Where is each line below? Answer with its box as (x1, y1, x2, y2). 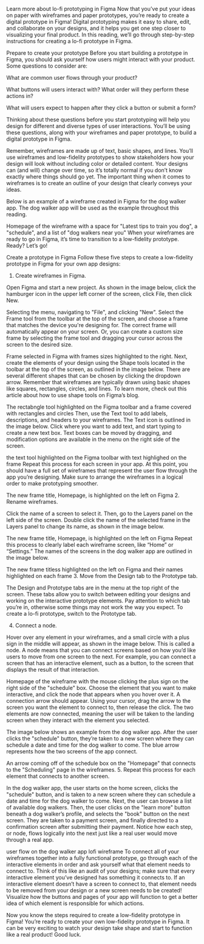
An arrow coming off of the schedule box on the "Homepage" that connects (6, 759, 196, 767)
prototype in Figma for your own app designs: (6, 260, 121, 267)
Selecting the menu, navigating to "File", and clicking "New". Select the (6, 309, 184, 315)
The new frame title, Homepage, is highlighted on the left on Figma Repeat (6, 535, 192, 541)
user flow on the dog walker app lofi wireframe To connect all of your (6, 848, 180, 855)
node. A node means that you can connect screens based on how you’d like (6, 647, 196, 653)
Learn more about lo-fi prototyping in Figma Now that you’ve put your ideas (6, 5, 195, 12)
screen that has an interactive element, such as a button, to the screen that (6, 660, 194, 666)
